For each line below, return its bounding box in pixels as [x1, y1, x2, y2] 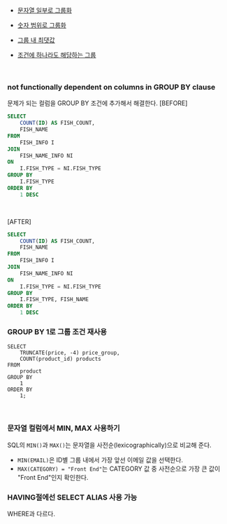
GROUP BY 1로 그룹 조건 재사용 [7, 326, 107, 336]
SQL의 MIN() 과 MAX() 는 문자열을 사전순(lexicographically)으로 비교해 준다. [7, 441, 212, 449]
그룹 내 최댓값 [17, 36, 55, 44]
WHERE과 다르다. [7, 509, 56, 518]
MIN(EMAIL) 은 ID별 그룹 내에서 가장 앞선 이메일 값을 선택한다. [17, 455, 184, 464]
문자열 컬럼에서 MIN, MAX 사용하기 [7, 423, 120, 433]
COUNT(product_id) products [20, 356, 101, 363]
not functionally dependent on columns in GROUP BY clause [7, 82, 216, 92]
